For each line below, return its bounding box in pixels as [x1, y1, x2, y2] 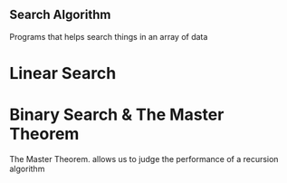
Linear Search [9, 63, 117, 83]
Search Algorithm [9, 7, 111, 23]
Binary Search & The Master [9, 104, 225, 125]
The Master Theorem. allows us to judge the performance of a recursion [9, 153, 279, 164]
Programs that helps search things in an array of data [9, 31, 208, 42]
